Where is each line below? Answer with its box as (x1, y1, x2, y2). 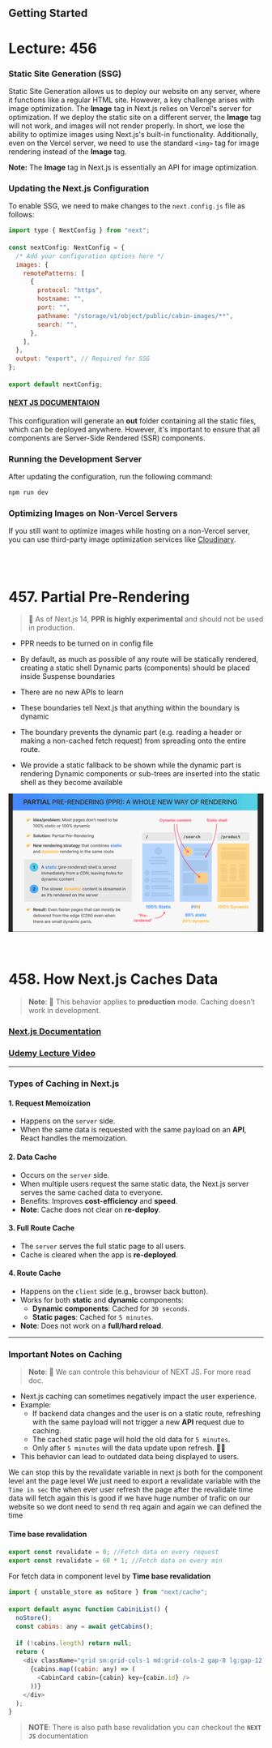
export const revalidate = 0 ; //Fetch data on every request (8, 1548, 219, 1557)
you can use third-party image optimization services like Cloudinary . (8, 535, 236, 544)
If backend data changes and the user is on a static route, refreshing (32, 1409, 261, 1419)
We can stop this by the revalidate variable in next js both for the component (8, 1467, 263, 1477)
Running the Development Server (8, 453, 142, 465)
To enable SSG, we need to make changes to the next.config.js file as (8, 201, 245, 211)
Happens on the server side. (19, 1116, 116, 1126)
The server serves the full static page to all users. (19, 1241, 186, 1251)
